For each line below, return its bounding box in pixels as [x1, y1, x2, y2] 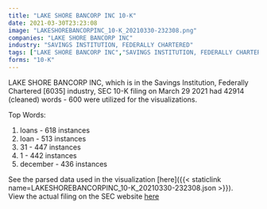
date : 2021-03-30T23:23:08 [8, 19, 98, 27]
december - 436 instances [19, 159, 107, 168]
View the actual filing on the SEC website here [8, 192, 160, 201]
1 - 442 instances [19, 150, 77, 160]
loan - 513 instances [19, 134, 87, 143]
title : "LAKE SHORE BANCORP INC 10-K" [8, 11, 137, 20]
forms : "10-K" [8, 56, 56, 64]
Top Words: [8, 110, 46, 119]
